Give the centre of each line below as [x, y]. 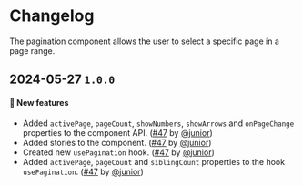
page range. [32, 50]
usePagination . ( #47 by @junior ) [83, 171]
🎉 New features [39, 102]
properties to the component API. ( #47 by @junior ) [118, 132]
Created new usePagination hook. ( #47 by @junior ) [119, 152]
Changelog [52, 16]
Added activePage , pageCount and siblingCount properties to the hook [153, 161]
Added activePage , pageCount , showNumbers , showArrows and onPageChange [158, 123]
